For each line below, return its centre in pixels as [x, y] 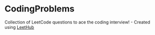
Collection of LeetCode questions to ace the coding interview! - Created [77, 22]
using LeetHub [19, 27]
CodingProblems [39, 9]
